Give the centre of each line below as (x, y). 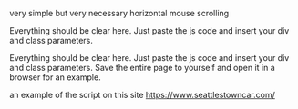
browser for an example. (56, 77)
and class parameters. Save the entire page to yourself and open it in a (142, 68)
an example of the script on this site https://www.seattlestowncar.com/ (142, 95)
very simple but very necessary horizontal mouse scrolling (119, 13)
